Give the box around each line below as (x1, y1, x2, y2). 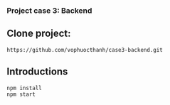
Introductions (6, 66, 68, 78)
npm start (6, 91, 36, 98)
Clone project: (6, 28, 72, 40)
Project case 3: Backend (6, 6, 92, 16)
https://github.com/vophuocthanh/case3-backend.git (6, 46, 163, 53)
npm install (6, 84, 42, 92)
